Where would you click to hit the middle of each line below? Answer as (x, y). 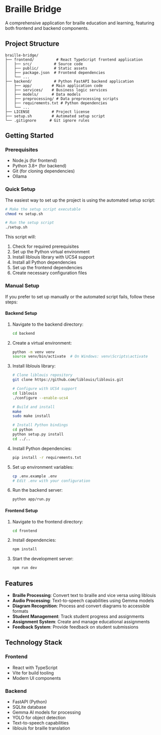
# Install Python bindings (40, 425)
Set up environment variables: (43, 467)
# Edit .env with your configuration (51, 481)
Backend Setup (21, 313)
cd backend (24, 333)
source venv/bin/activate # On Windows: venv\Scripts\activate (80, 357)
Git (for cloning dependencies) (44, 171)
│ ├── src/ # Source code (44, 64)
